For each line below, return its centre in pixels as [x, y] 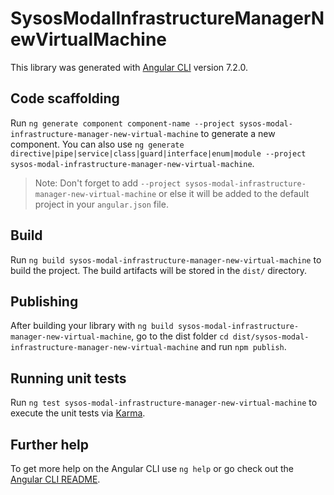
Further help [50, 444]
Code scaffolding [65, 98]
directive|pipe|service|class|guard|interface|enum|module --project [158, 153]
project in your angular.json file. [101, 204]
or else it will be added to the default [234, 193]
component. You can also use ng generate [97, 144]
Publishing [44, 301]
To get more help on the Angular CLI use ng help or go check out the [152, 468]
